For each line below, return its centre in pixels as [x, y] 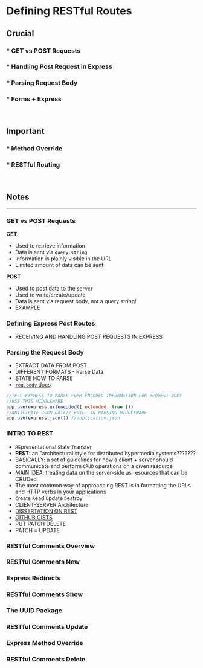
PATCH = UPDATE [37, 530]
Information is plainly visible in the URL [63, 259]
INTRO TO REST [30, 434]
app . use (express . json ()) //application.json [63, 418]
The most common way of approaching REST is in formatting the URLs [103, 485]
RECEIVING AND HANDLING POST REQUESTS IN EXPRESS [89, 336]
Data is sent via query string [51, 252]
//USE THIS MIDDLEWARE [35, 401]
